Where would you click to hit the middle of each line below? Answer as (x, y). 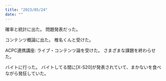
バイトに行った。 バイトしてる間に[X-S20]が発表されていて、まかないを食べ (83, 67)
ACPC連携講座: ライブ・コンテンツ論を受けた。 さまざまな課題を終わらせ (81, 50)
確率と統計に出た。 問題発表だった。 (43, 29)
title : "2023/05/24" (27, 10)
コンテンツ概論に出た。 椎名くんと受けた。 (49, 40)
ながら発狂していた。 (27, 73)
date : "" (14, 14)
